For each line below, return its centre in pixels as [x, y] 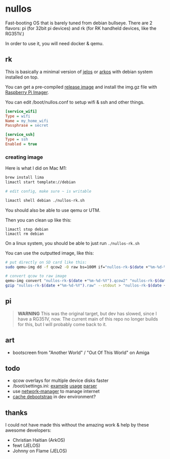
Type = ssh [17, 139]
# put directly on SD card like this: [46, 262]
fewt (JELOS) [26, 446]
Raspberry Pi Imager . [27, 92]
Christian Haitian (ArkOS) [39, 440]
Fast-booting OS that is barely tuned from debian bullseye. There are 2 [79, 23]
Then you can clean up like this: [38, 220]
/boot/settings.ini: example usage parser [55, 386]
